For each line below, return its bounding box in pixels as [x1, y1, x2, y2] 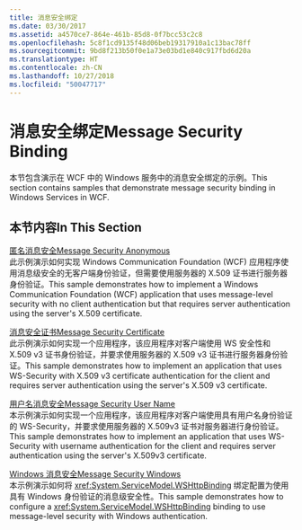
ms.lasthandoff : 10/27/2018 [9, 72, 115, 81]
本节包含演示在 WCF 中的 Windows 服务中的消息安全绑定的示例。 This [9, 172, 268, 182]
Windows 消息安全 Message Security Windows [9, 469, 182, 480]
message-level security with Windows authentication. [9, 511, 209, 522]
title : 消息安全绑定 [9, 13, 78, 22]
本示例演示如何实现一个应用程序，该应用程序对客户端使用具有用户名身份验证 [9, 410, 293, 420]
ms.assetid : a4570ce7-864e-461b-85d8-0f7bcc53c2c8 [9, 30, 203, 39]
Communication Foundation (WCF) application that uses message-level [9, 289, 274, 300]
